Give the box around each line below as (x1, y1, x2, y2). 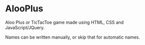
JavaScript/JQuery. (5, 24, 45, 30)
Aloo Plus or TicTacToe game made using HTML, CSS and (5, 19, 124, 25)
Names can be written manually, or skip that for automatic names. (5, 34, 141, 40)
